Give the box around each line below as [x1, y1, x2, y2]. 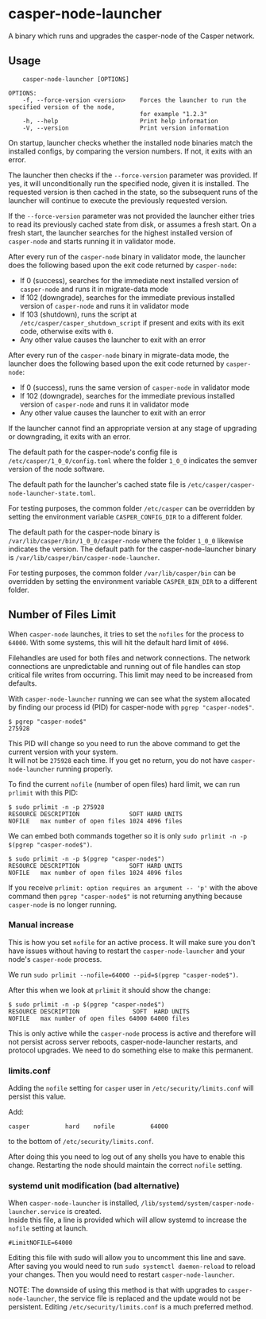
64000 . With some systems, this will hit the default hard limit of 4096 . [8, 637, 229, 647]
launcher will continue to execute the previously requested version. [8, 196, 228, 205]
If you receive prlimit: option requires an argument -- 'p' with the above [8, 882, 258, 892]
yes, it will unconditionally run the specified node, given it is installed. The [8, 178, 249, 188]
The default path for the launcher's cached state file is [8, 479, 187, 489]
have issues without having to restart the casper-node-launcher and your [8, 946, 245, 955]
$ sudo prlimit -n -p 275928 [8, 803, 105, 811]
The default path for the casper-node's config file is [8, 447, 178, 457]
